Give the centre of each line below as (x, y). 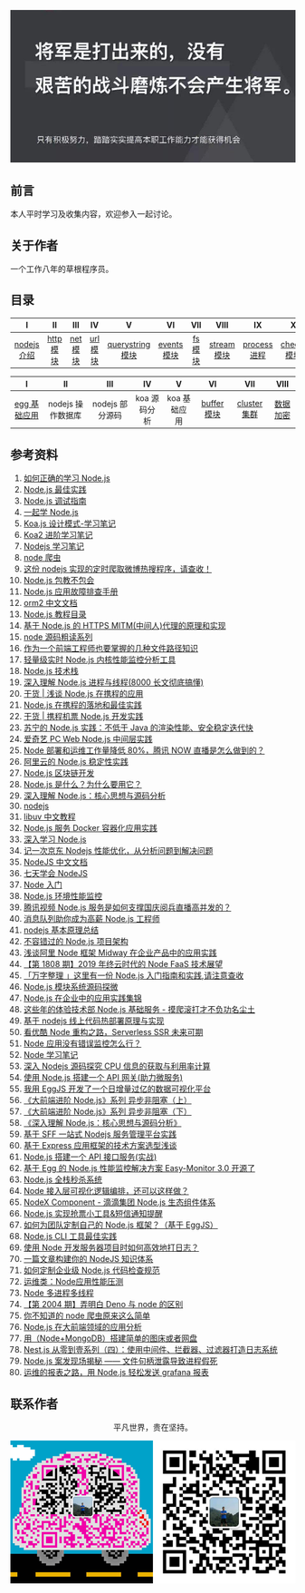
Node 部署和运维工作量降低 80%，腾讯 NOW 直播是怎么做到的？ (144, 750)
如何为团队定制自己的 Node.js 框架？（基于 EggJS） (120, 1225)
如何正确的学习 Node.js (67, 478)
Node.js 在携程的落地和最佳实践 (83, 705)
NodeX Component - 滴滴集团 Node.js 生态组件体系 (119, 1202)
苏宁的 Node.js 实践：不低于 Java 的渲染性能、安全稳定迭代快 (138, 728)
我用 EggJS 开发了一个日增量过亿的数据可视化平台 (117, 1089)
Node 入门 (43, 884)
